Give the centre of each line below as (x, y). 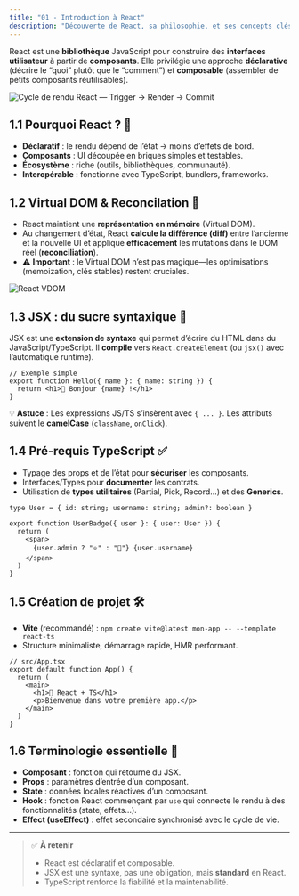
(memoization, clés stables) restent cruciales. (105, 272)
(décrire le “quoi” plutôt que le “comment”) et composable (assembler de (144, 70)
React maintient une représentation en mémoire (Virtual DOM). (138, 224)
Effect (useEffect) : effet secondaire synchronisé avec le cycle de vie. (151, 819)
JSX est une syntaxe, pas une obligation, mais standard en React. (165, 873)
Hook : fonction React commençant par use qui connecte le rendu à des (154, 801)
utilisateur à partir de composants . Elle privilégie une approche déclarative (149, 61)
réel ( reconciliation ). (60, 253)
